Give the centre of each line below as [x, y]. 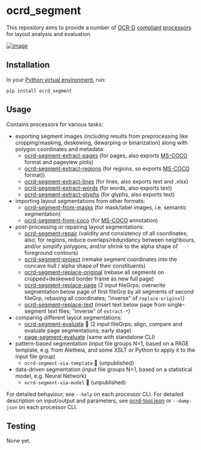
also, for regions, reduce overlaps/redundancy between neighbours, [110, 240]
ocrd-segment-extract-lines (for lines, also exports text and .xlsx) [106, 181]
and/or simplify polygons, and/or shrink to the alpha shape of [101, 246]
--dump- [182, 401]
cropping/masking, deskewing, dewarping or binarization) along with [101, 142]
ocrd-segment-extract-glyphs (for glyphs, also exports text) [100, 194]
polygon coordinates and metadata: [60, 149]
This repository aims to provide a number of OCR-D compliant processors [99, 27]
